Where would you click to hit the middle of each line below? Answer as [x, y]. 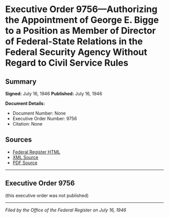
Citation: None [27, 124]
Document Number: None [39, 113]
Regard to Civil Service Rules [67, 63]
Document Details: [25, 103]
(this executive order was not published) [47, 195]
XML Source [25, 157]
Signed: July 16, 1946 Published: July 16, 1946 [54, 94]
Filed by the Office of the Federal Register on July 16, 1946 [66, 210]
